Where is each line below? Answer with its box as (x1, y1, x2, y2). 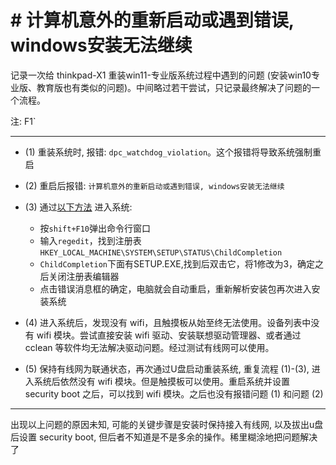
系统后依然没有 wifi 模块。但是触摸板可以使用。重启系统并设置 (33, 375, 291, 387)
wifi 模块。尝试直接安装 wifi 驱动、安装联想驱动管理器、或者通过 (36, 329, 302, 341)
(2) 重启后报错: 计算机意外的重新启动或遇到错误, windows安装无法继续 (24, 179, 285, 191)
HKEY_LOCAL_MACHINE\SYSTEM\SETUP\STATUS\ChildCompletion (39, 247, 283, 258)
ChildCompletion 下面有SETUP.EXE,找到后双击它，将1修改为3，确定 (39, 257, 316, 270)
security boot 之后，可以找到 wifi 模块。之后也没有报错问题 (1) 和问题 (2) (24, 387, 324, 400)
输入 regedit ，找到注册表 (39, 234, 142, 246)
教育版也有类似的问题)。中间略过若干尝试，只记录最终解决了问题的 (36, 81, 312, 93)
